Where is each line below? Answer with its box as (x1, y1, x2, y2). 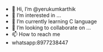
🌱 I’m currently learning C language (11, 18, 97, 25)
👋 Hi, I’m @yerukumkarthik (11, 6, 76, 12)
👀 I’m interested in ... (11, 12, 61, 19)
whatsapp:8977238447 (11, 39, 68, 46)
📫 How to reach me (11, 31, 60, 37)
